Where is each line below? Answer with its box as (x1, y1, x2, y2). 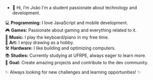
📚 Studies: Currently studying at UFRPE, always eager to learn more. (5, 52, 147, 58)
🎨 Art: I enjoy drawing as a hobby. (5, 40, 74, 45)
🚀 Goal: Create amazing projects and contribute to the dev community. (5, 60, 149, 65)
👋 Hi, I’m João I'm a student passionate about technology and (12, 5, 137, 10)
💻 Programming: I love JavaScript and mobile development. (5, 20, 128, 26)
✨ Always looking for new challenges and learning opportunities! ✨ (5, 69, 141, 75)
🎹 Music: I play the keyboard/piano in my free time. (5, 35, 109, 40)
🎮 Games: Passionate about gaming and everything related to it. (5, 27, 137, 33)
